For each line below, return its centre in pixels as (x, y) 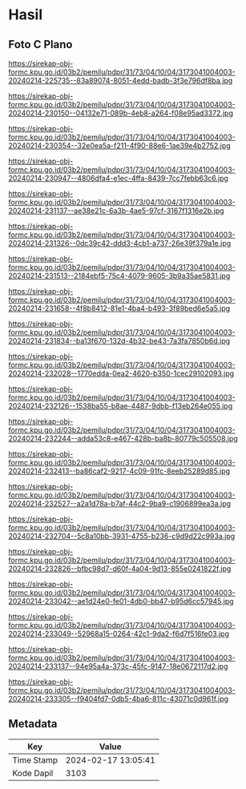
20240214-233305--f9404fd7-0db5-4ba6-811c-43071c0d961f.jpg (119, 699)
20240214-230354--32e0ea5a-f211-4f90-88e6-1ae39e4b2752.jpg (119, 145)
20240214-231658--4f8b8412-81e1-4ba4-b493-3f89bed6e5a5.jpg (119, 308)
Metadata (33, 724)
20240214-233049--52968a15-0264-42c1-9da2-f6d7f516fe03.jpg (119, 634)
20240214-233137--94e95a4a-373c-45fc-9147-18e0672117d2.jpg (118, 666)
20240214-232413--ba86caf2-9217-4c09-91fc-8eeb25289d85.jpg (119, 471)
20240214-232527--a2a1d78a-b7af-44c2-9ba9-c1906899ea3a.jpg (119, 503)
